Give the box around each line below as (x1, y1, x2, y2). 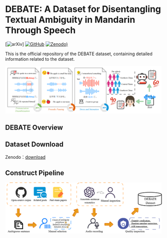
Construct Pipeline (5, 169, 65, 177)
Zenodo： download (5, 154, 46, 160)
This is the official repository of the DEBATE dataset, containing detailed (5, 51, 153, 57)
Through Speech (5, 25, 76, 36)
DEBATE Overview (5, 123, 63, 131)
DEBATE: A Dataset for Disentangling (5, 3, 162, 15)
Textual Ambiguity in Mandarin (5, 14, 136, 25)
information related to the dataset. (5, 56, 75, 62)
